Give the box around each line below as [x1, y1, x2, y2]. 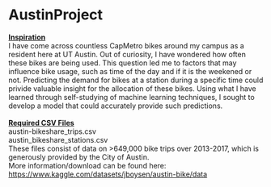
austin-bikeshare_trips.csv [8, 127, 97, 136]
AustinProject [8, 6, 104, 24]
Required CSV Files [8, 118, 74, 127]
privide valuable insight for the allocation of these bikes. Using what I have [8, 83, 256, 93]
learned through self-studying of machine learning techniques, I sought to [8, 92, 255, 102]
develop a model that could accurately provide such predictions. [8, 101, 223, 110]
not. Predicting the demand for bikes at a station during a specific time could [8, 75, 264, 85]
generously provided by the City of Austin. [8, 152, 150, 162]
